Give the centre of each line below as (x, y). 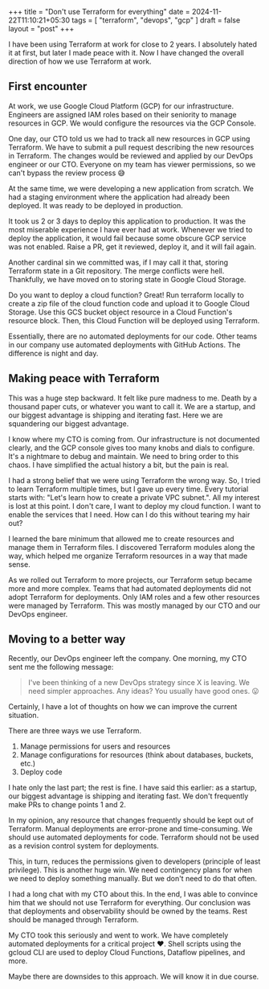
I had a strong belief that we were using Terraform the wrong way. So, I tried (134, 480)
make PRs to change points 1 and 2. (67, 805)
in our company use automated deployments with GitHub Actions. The (124, 344)
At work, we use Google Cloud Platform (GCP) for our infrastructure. (121, 106)
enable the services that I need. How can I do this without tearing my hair (129, 515)
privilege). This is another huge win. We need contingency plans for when (130, 870)
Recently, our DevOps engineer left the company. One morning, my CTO (128, 659)
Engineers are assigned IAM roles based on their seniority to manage (122, 114)
